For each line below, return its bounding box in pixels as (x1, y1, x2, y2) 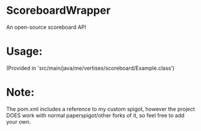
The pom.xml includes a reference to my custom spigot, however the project (6, 105, 195, 112)
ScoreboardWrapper (6, 4, 111, 17)
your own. (6, 118, 31, 125)
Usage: (6, 44, 43, 58)
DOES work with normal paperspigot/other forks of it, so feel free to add (6, 112, 185, 119)
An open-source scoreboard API (6, 23, 86, 31)
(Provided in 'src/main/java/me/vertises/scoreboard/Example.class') (6, 64, 175, 72)
